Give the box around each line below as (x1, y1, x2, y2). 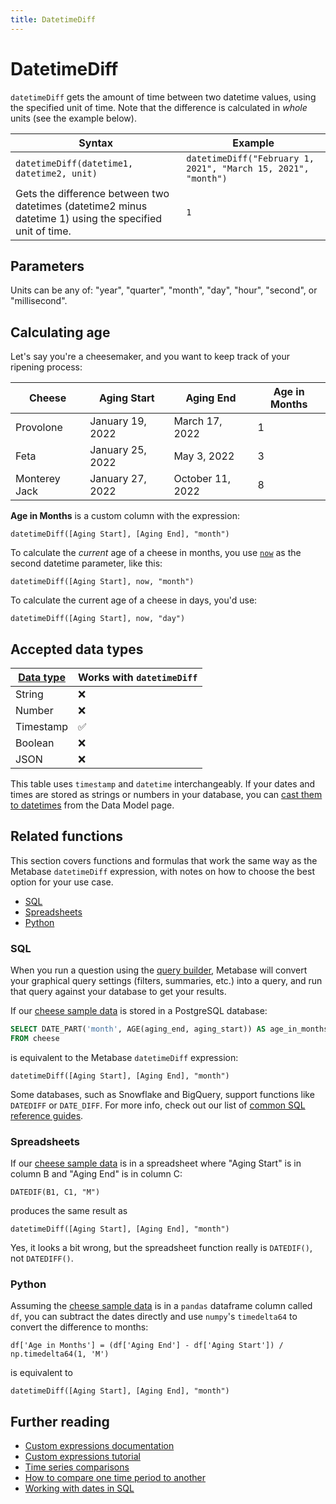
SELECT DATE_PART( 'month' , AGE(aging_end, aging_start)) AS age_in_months (10, 1024, 329, 1035)
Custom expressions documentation (24, 1440, 175, 1452)
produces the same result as (10, 1205, 128, 1217)
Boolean (15, 736, 55, 750)
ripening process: (10, 361, 83, 373)
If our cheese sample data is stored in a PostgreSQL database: (10, 1005, 268, 1017)
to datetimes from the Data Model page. (10, 799, 175, 811)
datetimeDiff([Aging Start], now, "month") (10, 577, 195, 587)
